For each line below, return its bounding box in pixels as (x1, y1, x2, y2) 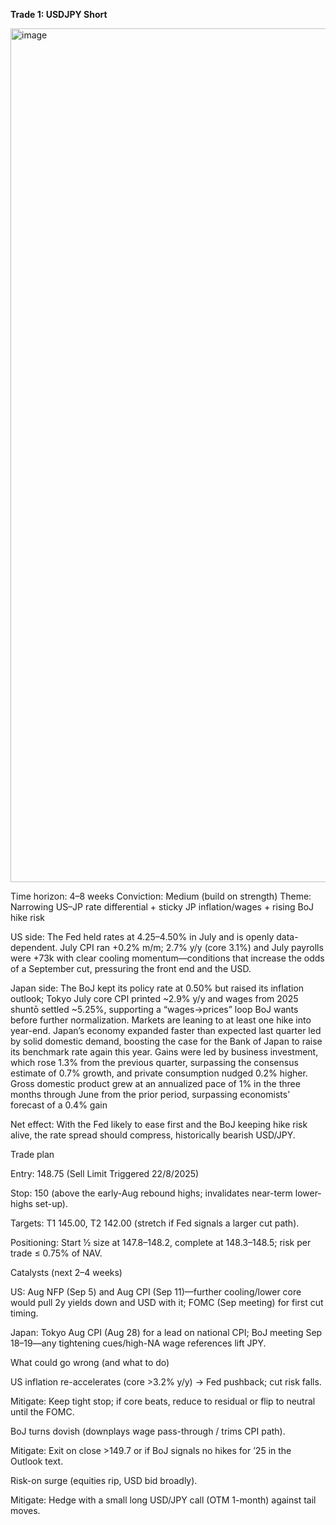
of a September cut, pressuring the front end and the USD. (10, 963, 252, 974)
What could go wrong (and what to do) (10, 1357, 170, 1368)
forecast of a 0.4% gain (10, 1099, 108, 1111)
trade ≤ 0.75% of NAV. (10, 1247, 103, 1259)
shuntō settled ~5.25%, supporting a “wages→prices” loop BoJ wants (10, 1004, 299, 1015)
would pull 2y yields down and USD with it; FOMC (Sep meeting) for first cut (10, 1297, 324, 1308)
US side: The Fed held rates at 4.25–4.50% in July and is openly (10, 931, 275, 943)
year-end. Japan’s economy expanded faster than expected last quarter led (10, 1025, 322, 1036)
